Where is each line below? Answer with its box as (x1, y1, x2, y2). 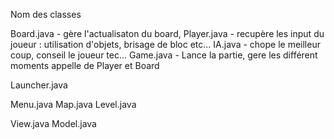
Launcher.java (10, 79, 68, 91)
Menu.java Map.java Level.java (10, 99, 137, 110)
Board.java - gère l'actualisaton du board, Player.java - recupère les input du (10, 28, 325, 39)
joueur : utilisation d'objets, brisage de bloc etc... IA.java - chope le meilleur (10, 39, 321, 50)
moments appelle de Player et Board (10, 60, 160, 71)
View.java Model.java (10, 118, 97, 129)
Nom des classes (10, 9, 82, 20)
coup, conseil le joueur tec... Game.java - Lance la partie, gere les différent (10, 49, 318, 61)
